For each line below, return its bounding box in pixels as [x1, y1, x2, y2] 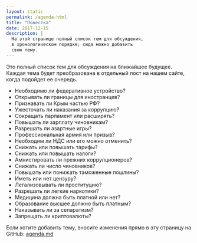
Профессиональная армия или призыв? [14, 131, 115, 138]
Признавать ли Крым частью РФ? [14, 100, 100, 107]
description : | [6, 31, 44, 37]
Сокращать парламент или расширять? [14, 112, 115, 119]
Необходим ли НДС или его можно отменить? [14, 137, 132, 145]
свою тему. [11, 47, 38, 53]
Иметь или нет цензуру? [14, 175, 77, 182]
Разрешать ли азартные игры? [14, 124, 92, 132]
